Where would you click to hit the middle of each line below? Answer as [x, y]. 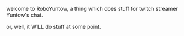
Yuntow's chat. [25, 15]
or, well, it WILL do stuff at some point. [54, 27]
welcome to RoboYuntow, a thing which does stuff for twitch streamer [92, 9]
